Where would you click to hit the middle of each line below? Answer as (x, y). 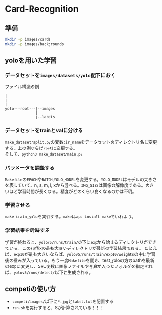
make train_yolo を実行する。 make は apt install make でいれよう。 (71, 216)
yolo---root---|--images (30, 109)
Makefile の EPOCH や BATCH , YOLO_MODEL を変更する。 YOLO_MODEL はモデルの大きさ (81, 179)
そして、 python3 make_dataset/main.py (44, 154)
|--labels (45, 117)
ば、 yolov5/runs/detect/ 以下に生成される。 (49, 272)
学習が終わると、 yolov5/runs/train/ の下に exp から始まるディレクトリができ (81, 242)
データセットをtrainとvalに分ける (44, 131)
